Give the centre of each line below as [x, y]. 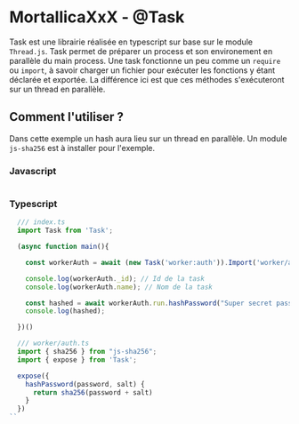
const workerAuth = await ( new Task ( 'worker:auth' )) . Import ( [141, 262]
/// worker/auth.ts [53, 344]
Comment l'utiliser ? [67, 117]
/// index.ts [41, 222]
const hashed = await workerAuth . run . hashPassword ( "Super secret [149, 303]
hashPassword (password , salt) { [85, 384]
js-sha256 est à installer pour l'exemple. [82, 148]
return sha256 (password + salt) [93, 392]
